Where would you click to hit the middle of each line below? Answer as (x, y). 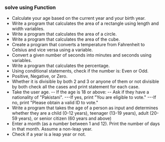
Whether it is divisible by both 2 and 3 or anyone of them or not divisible (85, 81)
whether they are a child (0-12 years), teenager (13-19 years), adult (80, 113)
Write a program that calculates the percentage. (61, 66)
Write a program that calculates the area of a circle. (64, 34)
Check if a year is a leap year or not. (49, 134)
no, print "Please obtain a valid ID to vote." (55, 103)
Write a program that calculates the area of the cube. (66, 39)
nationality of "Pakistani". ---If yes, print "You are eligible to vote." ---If (84, 97)
